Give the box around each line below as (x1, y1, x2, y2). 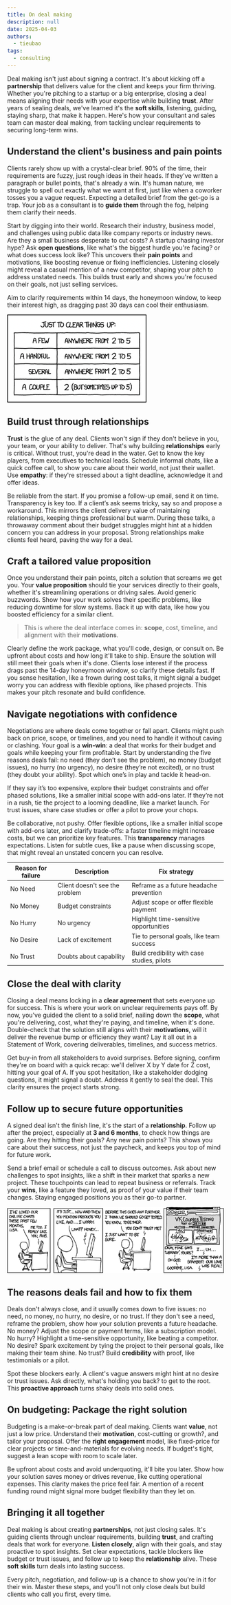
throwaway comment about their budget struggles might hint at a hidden (7, 521, 212, 529)
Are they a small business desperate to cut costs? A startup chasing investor (7, 236, 224, 244)
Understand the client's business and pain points (7, 145, 222, 158)
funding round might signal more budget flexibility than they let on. (7, 1486, 196, 1495)
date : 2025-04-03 (7, 26, 57, 32)
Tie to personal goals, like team (131, 931, 220, 940)
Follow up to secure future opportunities (7, 1103, 184, 1115)
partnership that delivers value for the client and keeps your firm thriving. (7, 81, 217, 90)
